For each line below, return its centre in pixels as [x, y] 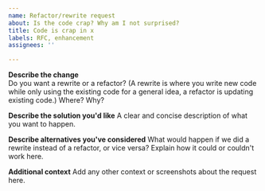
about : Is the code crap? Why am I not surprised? [94, 23]
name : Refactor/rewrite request [62, 16]
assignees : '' [32, 45]
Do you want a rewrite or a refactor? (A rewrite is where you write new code [132, 84]
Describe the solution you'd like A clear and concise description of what [128, 115]
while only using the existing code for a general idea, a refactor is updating [131, 92]
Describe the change [44, 75]
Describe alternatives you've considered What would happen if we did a [129, 139]
